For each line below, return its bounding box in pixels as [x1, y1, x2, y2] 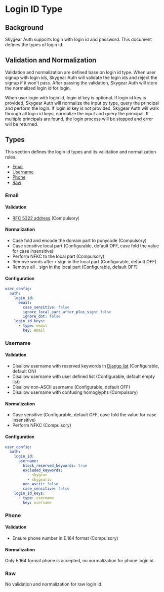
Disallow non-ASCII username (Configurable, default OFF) [12, 384, 130, 390]
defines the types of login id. [5, 42, 64, 48]
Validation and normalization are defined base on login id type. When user [5, 69, 156, 75]
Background [5, 23, 43, 32]
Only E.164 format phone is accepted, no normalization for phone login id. [5, 558, 155, 564]
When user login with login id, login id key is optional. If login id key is [5, 94, 147, 100]
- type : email [18, 323, 48, 328]
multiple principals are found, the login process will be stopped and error [5, 116, 153, 122]
